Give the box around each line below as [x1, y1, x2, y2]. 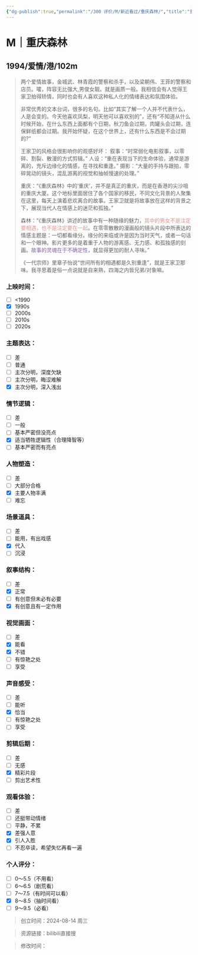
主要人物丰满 [14, 489, 46, 496]
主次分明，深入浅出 [14, 383, 62, 390]
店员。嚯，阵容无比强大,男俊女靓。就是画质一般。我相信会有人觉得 [20, 85, 183, 92]
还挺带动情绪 [14, 814, 46, 822]
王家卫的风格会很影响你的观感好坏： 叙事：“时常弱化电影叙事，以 [20, 147, 180, 154]
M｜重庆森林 [6, 36, 68, 49]
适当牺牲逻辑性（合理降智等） [14, 436, 87, 444]
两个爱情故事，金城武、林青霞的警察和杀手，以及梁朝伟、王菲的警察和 [20, 78, 192, 85]
